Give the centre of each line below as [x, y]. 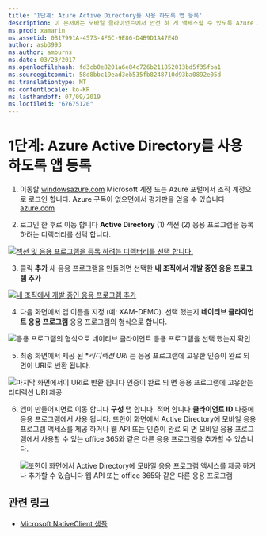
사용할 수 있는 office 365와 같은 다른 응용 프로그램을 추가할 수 [137, 439]
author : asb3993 [35, 45]
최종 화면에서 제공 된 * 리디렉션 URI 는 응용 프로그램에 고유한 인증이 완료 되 [135, 356]
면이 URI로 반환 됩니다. [55, 365]
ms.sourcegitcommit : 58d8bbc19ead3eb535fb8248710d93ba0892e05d [115, 75]
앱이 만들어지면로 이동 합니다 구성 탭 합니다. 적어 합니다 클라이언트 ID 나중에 [137, 409]
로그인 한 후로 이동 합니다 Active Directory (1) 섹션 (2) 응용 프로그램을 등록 [137, 225]
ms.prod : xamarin [37, 30]
